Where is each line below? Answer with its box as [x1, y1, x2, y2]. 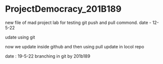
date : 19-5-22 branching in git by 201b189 [5, 53, 91, 59]
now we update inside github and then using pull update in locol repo [5, 43, 144, 49]
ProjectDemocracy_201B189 [5, 3, 122, 15]
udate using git [5, 34, 35, 40]
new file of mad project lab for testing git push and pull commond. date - [5, 20, 152, 25]
